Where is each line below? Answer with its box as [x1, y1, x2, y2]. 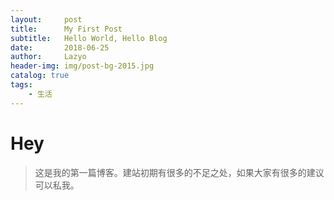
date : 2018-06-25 [10, 42, 110, 53]
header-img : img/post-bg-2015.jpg [10, 61, 155, 71]
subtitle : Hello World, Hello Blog [10, 33, 168, 43]
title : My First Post [10, 24, 123, 34]
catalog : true [10, 71, 70, 81]
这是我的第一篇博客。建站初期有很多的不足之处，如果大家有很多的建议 [34, 166, 325, 178]
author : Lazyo [10, 52, 87, 62]
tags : [10, 80, 33, 90]
